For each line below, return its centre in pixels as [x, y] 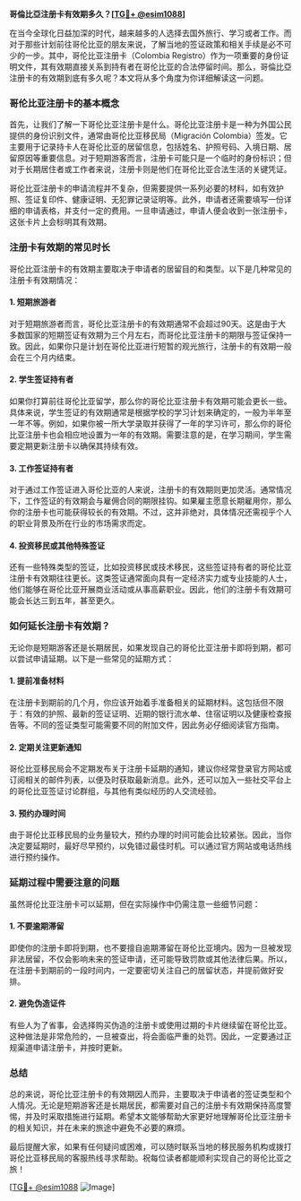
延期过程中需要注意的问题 [64, 883]
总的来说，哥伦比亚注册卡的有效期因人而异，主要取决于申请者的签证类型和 [146, 1094]
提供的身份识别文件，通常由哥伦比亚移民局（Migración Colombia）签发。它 [149, 136]
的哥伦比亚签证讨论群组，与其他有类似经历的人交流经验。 [115, 791]
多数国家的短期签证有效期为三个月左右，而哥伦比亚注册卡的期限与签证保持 [146, 334]
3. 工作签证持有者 [42, 468]
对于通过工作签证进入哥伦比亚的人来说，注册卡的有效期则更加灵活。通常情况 [150, 490]
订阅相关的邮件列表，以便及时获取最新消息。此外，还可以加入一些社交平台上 [150, 780]
